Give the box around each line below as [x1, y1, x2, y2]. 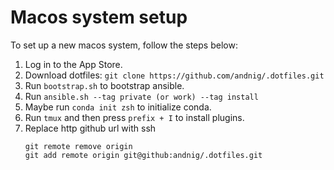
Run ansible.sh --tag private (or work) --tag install [24, 90, 259, 102]
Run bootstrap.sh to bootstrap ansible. [24, 79, 185, 91]
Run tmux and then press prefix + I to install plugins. [24, 111, 245, 123]
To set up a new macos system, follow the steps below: [10, 39, 238, 51]
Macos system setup [10, 6, 188, 29]
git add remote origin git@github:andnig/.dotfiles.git [24, 150, 263, 160]
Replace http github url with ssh [24, 122, 157, 134]
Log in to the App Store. [24, 58, 123, 70]
